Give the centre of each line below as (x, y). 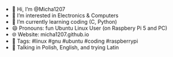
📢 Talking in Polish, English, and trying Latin (65, 47)
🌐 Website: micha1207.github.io (50, 34)
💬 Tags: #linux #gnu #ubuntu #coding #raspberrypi (75, 41)
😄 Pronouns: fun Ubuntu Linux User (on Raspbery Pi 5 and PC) (89, 28)
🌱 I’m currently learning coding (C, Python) (64, 22)
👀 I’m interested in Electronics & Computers (65, 15)
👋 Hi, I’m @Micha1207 (38, 9)
